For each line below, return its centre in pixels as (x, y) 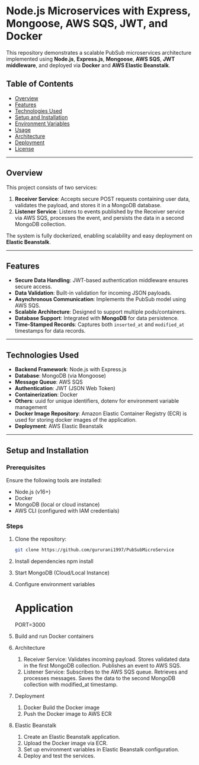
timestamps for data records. (50, 331)
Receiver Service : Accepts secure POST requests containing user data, (102, 199)
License (24, 148)
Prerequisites (26, 467)
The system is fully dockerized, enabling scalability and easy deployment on (99, 235)
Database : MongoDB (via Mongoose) (60, 376)
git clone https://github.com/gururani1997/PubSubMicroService (94, 550)
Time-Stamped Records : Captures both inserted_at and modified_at (99, 324)
